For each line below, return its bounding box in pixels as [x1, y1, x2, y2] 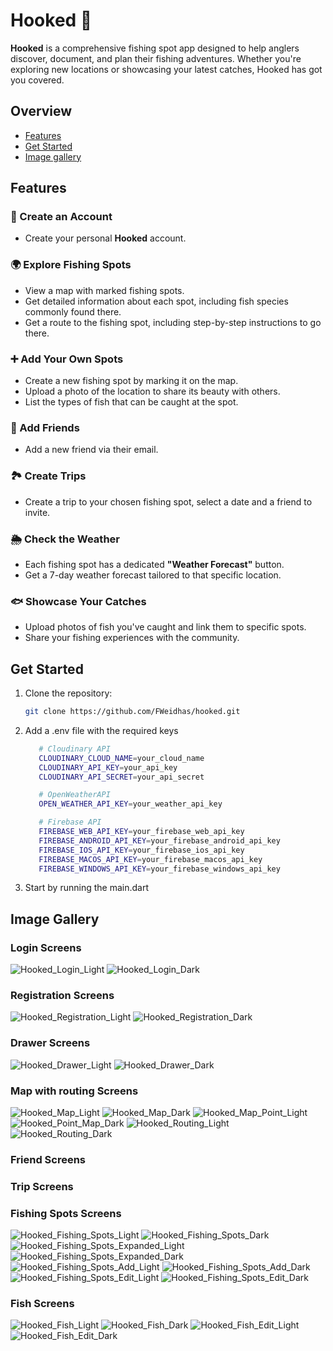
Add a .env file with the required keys [24, 724, 179, 736]
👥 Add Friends [10, 420, 80, 434]
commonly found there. [24, 305, 122, 318]
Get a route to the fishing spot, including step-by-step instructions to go [24, 316, 322, 328]
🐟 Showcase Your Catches [10, 594, 147, 608]
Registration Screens [10, 989, 115, 1003]
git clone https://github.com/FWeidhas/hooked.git [24, 707, 241, 717]
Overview [10, 103, 73, 120]
